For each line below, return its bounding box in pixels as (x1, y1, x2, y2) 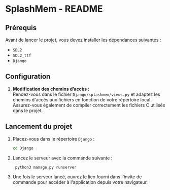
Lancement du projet (5, 122, 73, 131)
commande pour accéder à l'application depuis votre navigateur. (12, 179, 148, 185)
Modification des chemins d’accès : (12, 86, 90, 92)
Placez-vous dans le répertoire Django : (12, 135, 95, 142)
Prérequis (5, 23, 37, 32)
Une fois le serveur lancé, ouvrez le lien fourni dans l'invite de (12, 174, 142, 180)
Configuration (5, 72, 51, 81)
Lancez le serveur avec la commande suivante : (12, 155, 113, 161)
